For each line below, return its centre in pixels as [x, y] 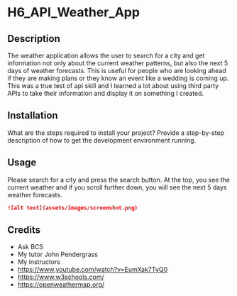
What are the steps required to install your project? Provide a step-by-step [116, 133]
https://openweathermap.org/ [61, 285]
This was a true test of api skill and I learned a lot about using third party [113, 86]
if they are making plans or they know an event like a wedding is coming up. [118, 78]
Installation [33, 115]
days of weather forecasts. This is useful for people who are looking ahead [117, 71]
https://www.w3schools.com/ [61, 277]
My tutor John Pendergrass [57, 254]
